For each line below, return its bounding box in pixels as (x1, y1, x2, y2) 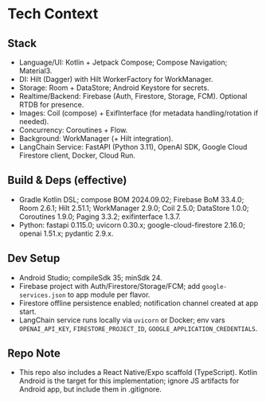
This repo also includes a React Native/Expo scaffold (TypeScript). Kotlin (18, 368, 258, 377)
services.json (18, 291, 66, 299)
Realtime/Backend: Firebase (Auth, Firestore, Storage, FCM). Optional (18, 92, 248, 100)
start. (18, 306, 37, 316)
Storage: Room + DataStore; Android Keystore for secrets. (18, 83, 209, 92)
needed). (18, 117, 49, 126)
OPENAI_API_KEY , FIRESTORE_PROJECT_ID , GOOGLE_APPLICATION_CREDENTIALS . (18, 323, 258, 333)
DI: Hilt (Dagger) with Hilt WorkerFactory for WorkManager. (18, 75, 213, 84)
